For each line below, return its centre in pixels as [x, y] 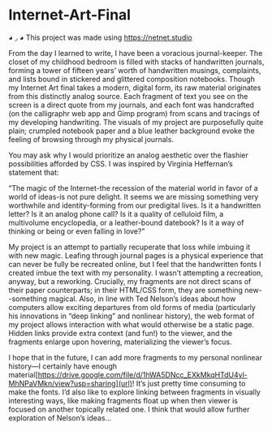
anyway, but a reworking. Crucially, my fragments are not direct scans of [130, 281]
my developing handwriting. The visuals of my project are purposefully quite [136, 122]
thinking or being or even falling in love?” [77, 231]
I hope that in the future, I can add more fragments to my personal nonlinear [135, 357]
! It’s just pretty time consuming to [189, 383]
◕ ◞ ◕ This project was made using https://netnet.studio [100, 37]
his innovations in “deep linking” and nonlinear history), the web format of [132, 316]
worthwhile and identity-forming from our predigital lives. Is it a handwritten [135, 205]
